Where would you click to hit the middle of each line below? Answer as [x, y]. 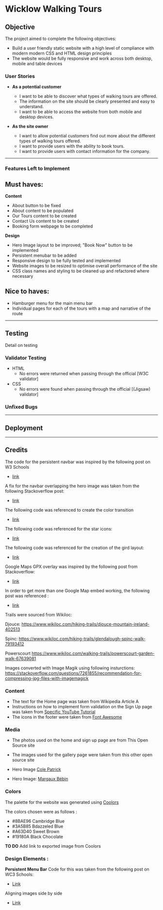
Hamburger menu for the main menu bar [52, 303]
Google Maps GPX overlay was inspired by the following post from [71, 567]
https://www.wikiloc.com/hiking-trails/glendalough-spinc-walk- [82, 639]
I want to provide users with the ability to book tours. [72, 146]
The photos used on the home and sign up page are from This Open [80, 740]
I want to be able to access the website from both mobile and [80, 112]
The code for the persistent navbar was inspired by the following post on [78, 462]
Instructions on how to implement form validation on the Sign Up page [82, 707]
